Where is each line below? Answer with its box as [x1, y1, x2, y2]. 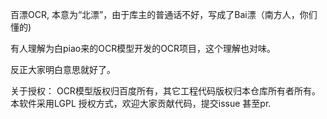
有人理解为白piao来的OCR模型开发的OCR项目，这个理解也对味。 [10, 43, 277, 54]
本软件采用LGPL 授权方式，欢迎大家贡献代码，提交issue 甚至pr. [10, 98, 272, 109]
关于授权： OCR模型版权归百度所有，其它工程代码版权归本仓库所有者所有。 [10, 85, 321, 97]
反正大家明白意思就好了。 [10, 64, 116, 75]
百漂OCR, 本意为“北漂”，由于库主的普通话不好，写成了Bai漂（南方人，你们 [10, 9, 318, 20]
